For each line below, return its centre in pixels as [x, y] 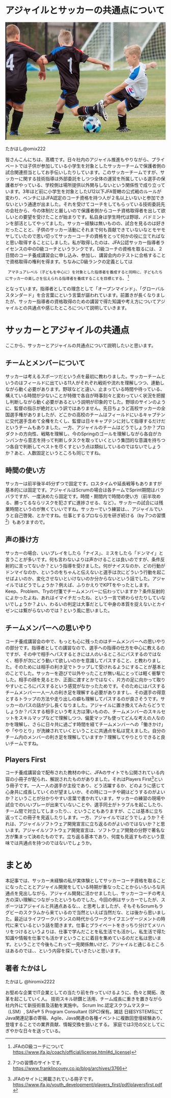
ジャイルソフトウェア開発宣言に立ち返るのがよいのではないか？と [92, 824]
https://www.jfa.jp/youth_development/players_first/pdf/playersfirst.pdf [87, 1084]
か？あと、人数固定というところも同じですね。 [54, 453]
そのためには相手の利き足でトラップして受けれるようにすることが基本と [90, 667]
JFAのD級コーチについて [38, 1046]
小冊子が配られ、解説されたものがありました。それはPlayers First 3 [84, 779]
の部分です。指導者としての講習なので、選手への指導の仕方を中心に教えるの [85, 647]
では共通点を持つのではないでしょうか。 [52, 843]
